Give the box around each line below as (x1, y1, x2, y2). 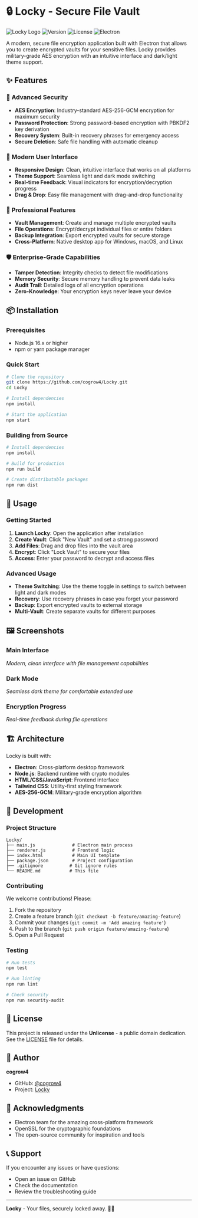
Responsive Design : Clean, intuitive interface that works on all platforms (14, 166, 192, 173)
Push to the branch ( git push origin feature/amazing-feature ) (14, 925, 169, 933)
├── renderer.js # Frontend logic (6, 847, 115, 853)
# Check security (6, 992, 49, 998)
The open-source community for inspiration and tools (14, 1131, 145, 1138)
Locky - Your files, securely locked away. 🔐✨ (6, 1205, 115, 1212)
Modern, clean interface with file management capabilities (6, 659, 148, 667)
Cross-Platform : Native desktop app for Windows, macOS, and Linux (14, 238, 183, 245)
